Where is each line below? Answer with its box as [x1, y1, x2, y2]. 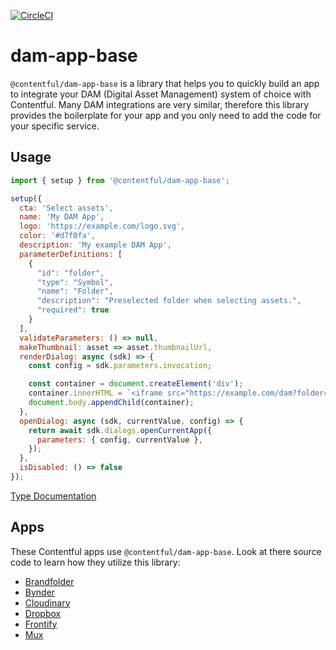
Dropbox [24, 607, 62, 619]
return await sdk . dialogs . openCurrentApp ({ [28, 425, 213, 435]
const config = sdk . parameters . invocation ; [28, 361, 213, 371]
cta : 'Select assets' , [19, 203, 114, 213]
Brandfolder [24, 575, 75, 587]
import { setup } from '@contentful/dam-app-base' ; [10, 175, 230, 185]
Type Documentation [10, 490, 97, 502]
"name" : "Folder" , [36, 286, 114, 297]
